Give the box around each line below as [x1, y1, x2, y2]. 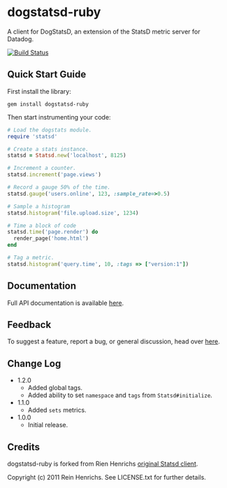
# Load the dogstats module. [7, 127, 92, 134]
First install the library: [7, 87, 71, 95]
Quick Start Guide [7, 69, 87, 80]
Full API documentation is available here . [7, 299, 124, 307]
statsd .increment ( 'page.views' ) [7, 171, 101, 178]
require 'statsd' [7, 133, 58, 140]
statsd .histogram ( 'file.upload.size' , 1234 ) [7, 209, 139, 217]
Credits [7, 441, 41, 453]
